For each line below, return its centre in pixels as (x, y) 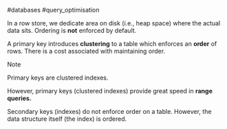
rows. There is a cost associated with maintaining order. (86, 51)
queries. (20, 98)
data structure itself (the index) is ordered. (67, 119)
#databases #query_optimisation (53, 10)
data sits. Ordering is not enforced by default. (72, 31)
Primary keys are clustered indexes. (58, 78)
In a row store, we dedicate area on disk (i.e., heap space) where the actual (114, 23)
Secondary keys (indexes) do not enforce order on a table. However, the (109, 112)
